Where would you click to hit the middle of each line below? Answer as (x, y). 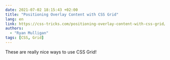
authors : (14, 28)
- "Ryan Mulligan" (29, 33)
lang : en (14, 19)
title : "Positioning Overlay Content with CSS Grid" (62, 14)
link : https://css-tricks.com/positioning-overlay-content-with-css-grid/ (86, 24)
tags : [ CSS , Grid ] (25, 38)
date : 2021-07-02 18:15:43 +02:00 (42, 10)
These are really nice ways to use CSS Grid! (51, 52)
